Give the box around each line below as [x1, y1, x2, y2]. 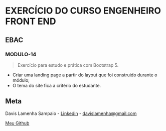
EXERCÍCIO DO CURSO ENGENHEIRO [5, 5, 161, 17]
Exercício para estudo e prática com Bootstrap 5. [17, 62, 119, 68]
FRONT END [5, 16, 56, 27]
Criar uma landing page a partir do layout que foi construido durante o [12, 72, 157, 78]
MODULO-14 [5, 51, 37, 58]
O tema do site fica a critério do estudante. [12, 82, 101, 88]
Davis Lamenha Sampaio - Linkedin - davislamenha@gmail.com [5, 110, 137, 116]
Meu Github [5, 120, 30, 126]
